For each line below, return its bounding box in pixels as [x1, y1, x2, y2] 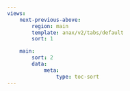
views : [7, 10, 26, 17]
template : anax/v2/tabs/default [31, 29, 125, 36]
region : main [31, 23, 69, 29]
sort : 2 [31, 54, 53, 62]
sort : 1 [31, 36, 53, 42]
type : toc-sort [55, 73, 99, 80]
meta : [43, 66, 60, 74]
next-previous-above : [19, 16, 81, 23]
